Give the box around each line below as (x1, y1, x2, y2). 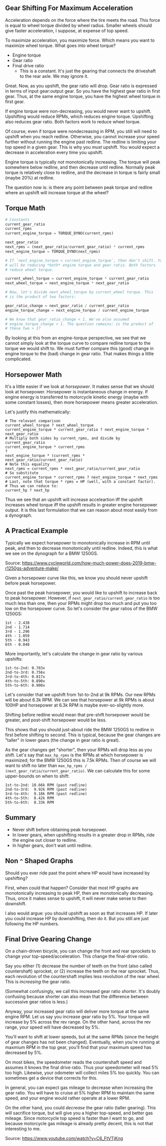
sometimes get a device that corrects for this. (5, 1075, 98, 1081)
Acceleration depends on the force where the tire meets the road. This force (5, 17, 161, 23)
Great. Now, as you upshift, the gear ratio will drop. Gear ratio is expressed (5, 83, 157, 89)
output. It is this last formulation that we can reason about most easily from (5, 507, 158, 513)
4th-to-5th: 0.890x (5, 678, 45, 683)
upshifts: (5, 656, 23, 662)
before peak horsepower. (5, 580, 57, 586)
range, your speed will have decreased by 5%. (5, 1024, 100, 1030)
